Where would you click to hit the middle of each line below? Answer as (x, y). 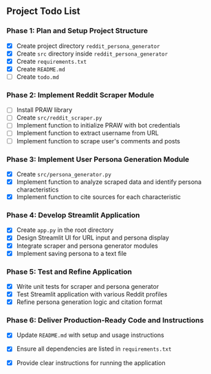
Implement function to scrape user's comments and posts (98, 141)
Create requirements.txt (52, 61)
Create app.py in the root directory (65, 230)
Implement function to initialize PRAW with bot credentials (98, 126)
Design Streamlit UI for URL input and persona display (93, 238)
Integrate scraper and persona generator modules (87, 246)
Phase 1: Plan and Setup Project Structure (77, 31)
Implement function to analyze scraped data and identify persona (109, 182)
